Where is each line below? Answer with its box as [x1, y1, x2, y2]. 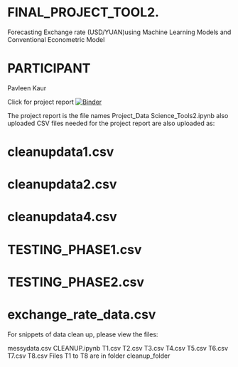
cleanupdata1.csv [7, 144, 114, 160]
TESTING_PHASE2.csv [7, 274, 144, 290]
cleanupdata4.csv [7, 209, 117, 225]
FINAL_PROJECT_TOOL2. [7, 4, 160, 21]
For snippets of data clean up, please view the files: [7, 330, 158, 339]
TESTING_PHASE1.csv [7, 241, 142, 257]
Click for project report [7, 97, 75, 106]
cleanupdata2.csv [7, 176, 117, 193]
